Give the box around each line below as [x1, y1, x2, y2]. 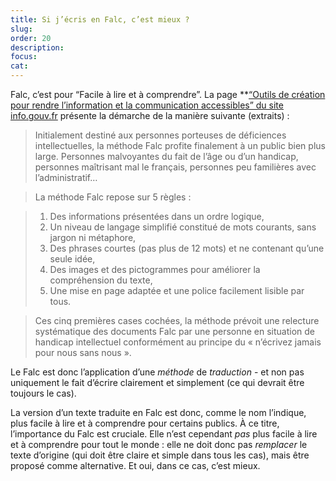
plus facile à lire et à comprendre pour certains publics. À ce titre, [10, 417, 280, 429]
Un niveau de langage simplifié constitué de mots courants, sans [49, 221, 317, 233]
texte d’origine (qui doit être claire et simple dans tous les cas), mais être [10, 449, 310, 461]
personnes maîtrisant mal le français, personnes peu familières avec [34, 161, 317, 173]
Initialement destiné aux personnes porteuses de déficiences [34, 129, 287, 141]
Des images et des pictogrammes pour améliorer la [49, 264, 261, 275]
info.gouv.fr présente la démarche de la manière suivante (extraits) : [10, 110, 290, 121]
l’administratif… [34, 172, 98, 183]
